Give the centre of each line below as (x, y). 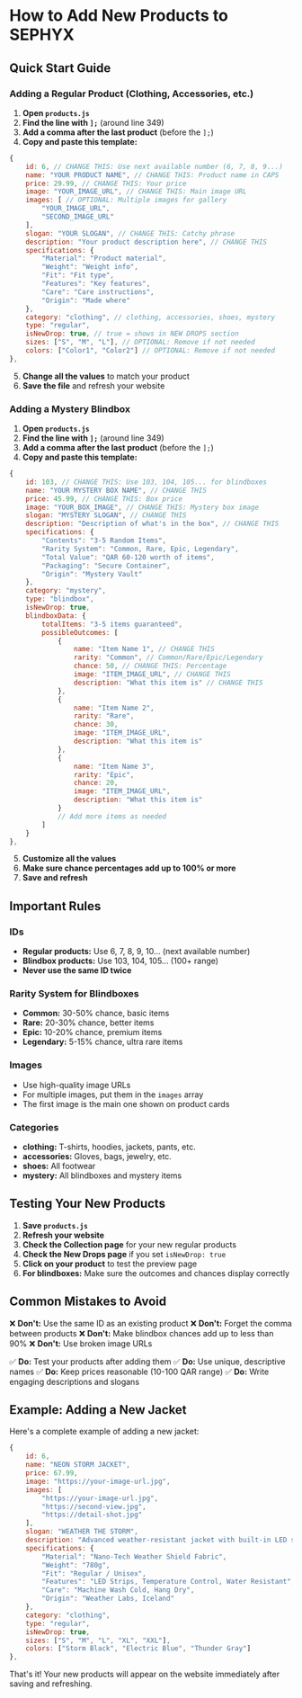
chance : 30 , (96, 725)
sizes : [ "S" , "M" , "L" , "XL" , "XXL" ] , (98, 1640)
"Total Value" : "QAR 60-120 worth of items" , (129, 557)
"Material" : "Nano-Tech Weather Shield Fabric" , (134, 1557)
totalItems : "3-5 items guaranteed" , (112, 624)
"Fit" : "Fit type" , (78, 275)
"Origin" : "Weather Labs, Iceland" (108, 1599)
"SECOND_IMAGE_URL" (78, 217)
